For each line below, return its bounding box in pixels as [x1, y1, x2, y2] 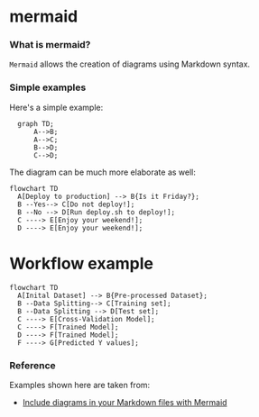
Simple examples [9, 81, 87, 94]
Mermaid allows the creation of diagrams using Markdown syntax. [9, 59, 251, 69]
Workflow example [9, 253, 153, 274]
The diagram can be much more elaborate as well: [9, 167, 197, 177]
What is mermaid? [9, 39, 91, 51]
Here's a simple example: [9, 102, 104, 113]
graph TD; [17, 119, 54, 128]
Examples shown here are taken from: [9, 380, 151, 391]
